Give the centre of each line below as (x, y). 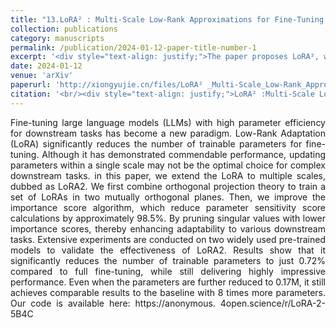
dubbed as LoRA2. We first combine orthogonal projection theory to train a (168, 186)
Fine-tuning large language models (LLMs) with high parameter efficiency (168, 122)
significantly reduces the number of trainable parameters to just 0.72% (168, 260)
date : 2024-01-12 (46, 66)
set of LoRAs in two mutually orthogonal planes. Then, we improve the (168, 197)
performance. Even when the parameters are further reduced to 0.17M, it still (168, 282)
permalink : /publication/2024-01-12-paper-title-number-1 (133, 47)
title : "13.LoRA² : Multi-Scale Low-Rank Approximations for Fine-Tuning (167, 19)
